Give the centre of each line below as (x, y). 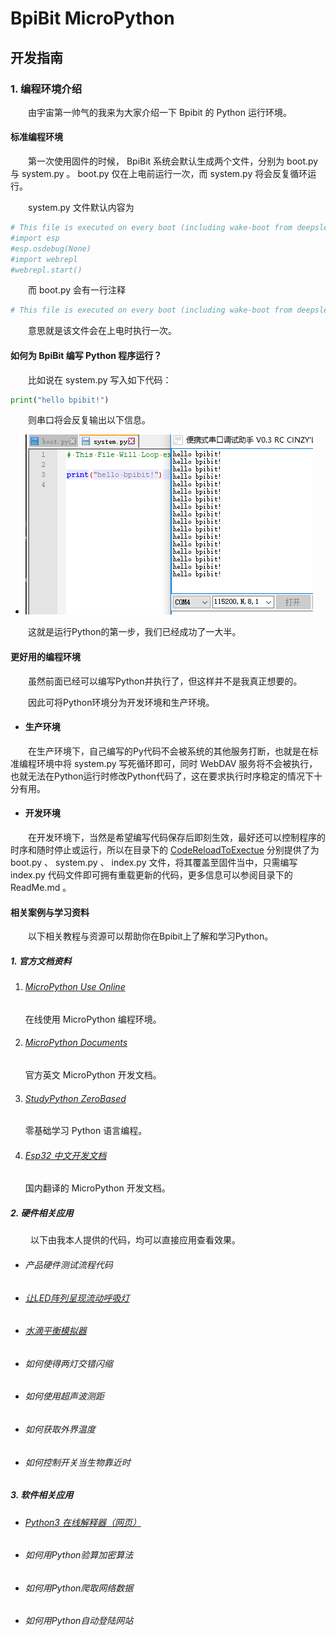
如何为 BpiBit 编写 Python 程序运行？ (86, 355)
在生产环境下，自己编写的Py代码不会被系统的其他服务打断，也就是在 (169, 751)
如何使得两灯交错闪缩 (68, 1363)
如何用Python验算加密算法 (79, 1555)
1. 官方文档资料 (41, 961)
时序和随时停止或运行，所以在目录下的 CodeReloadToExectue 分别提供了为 (165, 850)
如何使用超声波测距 (64, 1396)
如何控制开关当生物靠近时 (77, 1462)
